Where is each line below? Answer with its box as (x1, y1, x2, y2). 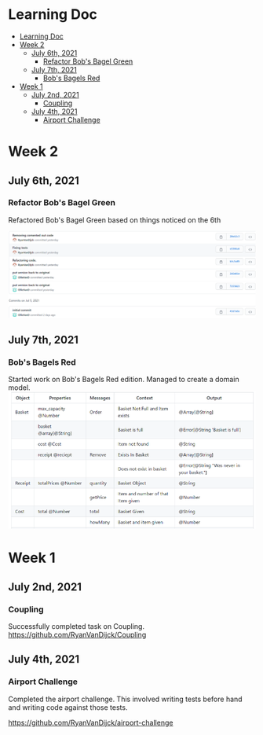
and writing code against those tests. (8, 702, 128, 712)
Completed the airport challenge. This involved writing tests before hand (8, 694, 243, 704)
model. (8, 383, 31, 392)
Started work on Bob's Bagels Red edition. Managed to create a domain (8, 375, 239, 384)
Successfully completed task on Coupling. (8, 621, 145, 630)
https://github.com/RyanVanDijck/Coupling (8, 630, 147, 639)
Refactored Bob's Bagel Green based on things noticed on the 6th (8, 215, 221, 225)
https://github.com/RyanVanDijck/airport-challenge (8, 718, 174, 727)
